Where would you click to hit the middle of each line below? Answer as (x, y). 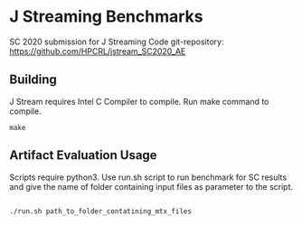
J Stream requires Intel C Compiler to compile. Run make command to (139, 101)
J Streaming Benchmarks (106, 17)
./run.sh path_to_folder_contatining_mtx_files (101, 211)
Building (33, 80)
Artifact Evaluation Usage (83, 155)
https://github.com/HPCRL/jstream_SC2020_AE (98, 51)
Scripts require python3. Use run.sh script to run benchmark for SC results (148, 177)
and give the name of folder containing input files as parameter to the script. (151, 186)
